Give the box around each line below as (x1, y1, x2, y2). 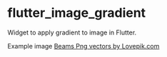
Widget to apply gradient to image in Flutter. (7, 28, 137, 37)
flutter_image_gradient (7, 5, 146, 21)
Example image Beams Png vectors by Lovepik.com (7, 42, 160, 50)
